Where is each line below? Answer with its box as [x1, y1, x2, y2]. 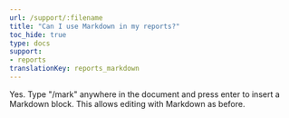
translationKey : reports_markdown [9, 64, 140, 74]
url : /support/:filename [9, 13, 103, 23]
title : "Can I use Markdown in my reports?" [9, 22, 180, 31]
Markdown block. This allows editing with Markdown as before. [9, 98, 246, 109]
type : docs [9, 38, 51, 48]
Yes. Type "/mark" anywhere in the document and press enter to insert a [9, 88, 281, 100]
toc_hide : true [9, 30, 67, 39]
